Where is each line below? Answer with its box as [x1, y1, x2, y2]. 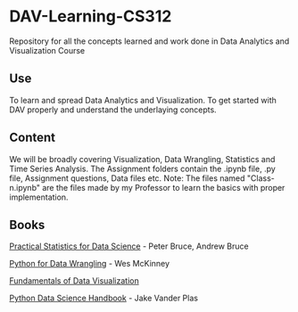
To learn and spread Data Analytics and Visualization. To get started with [9, 94, 277, 105]
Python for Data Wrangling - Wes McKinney [9, 259, 170, 269]
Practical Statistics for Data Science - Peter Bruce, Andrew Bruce [9, 241, 249, 251]
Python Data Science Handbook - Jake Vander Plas [9, 292, 199, 304]
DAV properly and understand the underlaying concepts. [9, 104, 217, 115]
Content [9, 130, 56, 145]
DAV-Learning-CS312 [9, 6, 172, 27]
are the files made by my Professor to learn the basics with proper [41, 182, 286, 193]
